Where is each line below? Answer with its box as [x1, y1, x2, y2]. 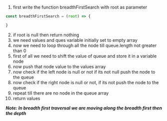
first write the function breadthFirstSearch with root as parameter [12, 4, 148, 10]
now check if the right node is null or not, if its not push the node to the [12, 79, 159, 85]
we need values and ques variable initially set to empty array [12, 37, 138, 43]
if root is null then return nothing [12, 32, 79, 38]
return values [12, 95, 40, 101]
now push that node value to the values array [12, 63, 106, 69]
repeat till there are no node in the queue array [12, 90, 109, 96]
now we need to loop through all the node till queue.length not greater [12, 42, 157, 48]
